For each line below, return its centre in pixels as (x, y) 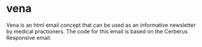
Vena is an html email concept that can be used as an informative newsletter (101, 25)
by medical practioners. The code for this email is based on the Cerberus (97, 31)
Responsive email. (29, 37)
